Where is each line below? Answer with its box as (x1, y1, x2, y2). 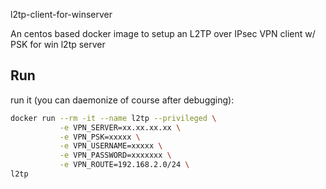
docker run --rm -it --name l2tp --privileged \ (10, 113, 217, 123)
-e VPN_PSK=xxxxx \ (59, 132, 141, 142)
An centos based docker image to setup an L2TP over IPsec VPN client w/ (10, 28, 316, 39)
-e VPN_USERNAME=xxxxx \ (59, 141, 163, 151)
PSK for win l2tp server (10, 39, 106, 50)
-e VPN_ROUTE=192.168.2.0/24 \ (59, 160, 190, 170)
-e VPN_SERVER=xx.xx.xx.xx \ (59, 122, 182, 133)
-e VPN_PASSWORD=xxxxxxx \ (59, 150, 172, 161)
